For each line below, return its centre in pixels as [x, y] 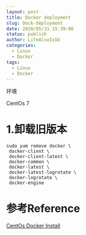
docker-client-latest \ [38, 157]
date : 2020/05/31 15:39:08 [40, 29]
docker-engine [26, 183]
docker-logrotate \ [33, 178]
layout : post [23, 12]
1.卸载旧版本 [37, 130]
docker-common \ [29, 162]
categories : [21, 46]
